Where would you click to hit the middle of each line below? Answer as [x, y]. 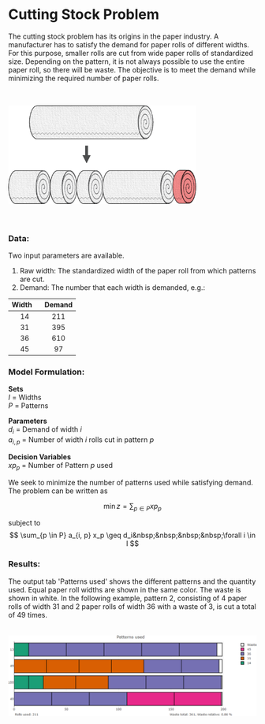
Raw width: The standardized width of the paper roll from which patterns [138, 270]
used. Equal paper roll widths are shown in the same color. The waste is [125, 589]
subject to [24, 523]
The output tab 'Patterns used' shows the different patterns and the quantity [132, 581]
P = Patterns [28, 406]
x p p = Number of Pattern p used [60, 466]
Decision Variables [39, 457]
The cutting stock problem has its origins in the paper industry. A [114, 36]
